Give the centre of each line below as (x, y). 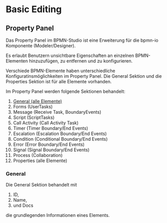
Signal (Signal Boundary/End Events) (51, 150)
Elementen (17, 61)
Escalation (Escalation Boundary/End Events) (60, 134)
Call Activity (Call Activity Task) (46, 123)
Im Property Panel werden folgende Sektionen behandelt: (66, 91)
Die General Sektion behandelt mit (41, 185)
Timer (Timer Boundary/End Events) (50, 128)
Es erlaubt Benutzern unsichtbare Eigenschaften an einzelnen (70, 55)
